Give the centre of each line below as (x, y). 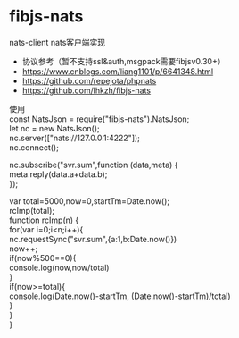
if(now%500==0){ (43, 258)
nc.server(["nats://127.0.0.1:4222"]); (75, 138)
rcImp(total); (32, 210)
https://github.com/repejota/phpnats (89, 80)
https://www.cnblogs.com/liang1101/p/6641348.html (118, 71)
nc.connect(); (34, 147)
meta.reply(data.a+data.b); (58, 174)
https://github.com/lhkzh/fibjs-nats (87, 90)
